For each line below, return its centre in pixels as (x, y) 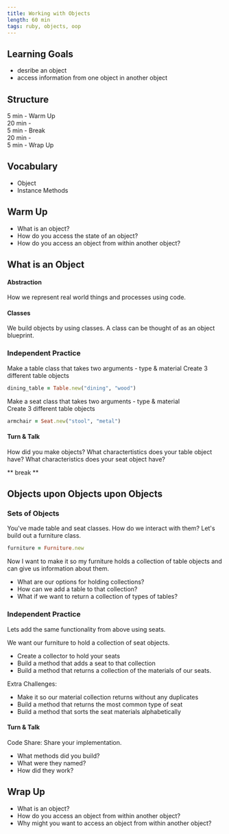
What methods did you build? (58, 756)
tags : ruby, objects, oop (44, 26)
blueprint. (21, 335)
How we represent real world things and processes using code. (97, 297)
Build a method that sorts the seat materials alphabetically (99, 711)
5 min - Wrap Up (31, 145)
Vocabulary (33, 166)
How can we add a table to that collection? (77, 589)
